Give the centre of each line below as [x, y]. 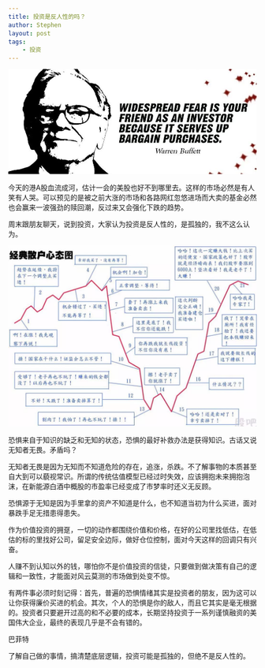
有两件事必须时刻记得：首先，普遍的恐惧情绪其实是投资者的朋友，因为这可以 [132, 593]
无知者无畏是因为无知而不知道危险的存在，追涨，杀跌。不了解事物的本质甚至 [132, 467]
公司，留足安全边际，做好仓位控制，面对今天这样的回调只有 [153, 539]
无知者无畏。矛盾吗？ [43, 450]
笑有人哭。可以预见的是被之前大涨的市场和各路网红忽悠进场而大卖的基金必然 [132, 198]
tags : [17, 42]
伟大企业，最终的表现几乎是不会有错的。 [80, 622]
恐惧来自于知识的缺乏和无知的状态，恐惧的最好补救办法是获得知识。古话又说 [132, 440]
